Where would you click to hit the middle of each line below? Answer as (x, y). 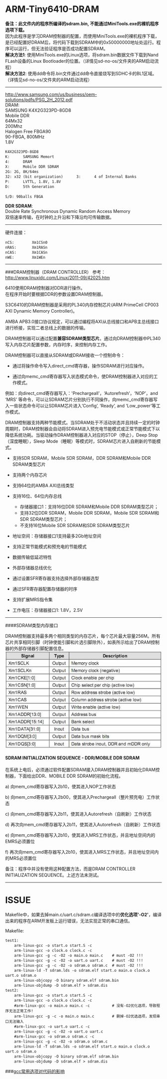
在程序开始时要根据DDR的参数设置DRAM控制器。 (55, 294)
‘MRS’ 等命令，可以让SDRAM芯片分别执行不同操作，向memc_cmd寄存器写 (82, 399)
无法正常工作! (21, 1011)
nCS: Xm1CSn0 (27, 242)
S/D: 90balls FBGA (24, 196)
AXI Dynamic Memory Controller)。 (41, 311)
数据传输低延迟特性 (32, 557)
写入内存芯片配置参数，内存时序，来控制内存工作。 (57, 345)
